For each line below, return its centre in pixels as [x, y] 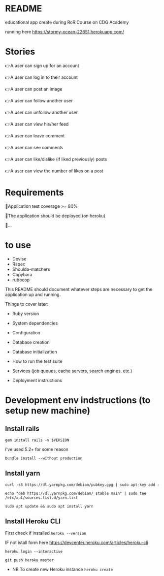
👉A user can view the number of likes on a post [54, 171]
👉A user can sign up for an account [42, 65]
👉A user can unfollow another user [41, 112]
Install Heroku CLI [33, 521]
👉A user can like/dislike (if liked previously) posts [56, 159]
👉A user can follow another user [39, 100]
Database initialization [35, 352]
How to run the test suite [37, 361]
